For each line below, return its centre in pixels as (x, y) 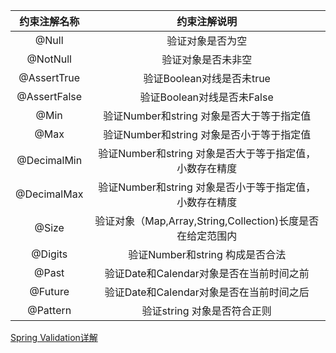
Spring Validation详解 (54, 337)
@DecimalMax (49, 194)
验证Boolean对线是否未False (206, 97)
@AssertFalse (49, 96)
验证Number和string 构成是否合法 (207, 254)
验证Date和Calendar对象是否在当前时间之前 (207, 273)
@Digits (49, 254)
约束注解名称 (49, 21)
